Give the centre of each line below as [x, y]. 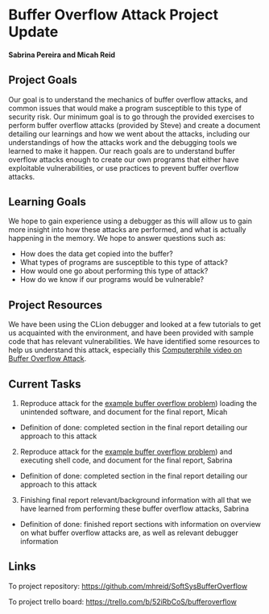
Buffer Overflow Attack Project [114, 15]
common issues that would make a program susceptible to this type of [125, 108]
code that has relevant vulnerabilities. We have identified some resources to [134, 342]
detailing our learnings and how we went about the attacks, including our [129, 134]
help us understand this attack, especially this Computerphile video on [125, 350]
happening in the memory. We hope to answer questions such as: [117, 239]
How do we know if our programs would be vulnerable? [112, 280]
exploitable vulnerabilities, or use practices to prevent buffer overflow [124, 168]
